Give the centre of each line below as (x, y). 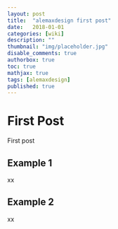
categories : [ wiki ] (36, 34)
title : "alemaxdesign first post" (59, 20)
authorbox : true (31, 60)
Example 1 (30, 163)
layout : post (26, 14)
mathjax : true (28, 73)
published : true (31, 86)
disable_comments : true (42, 54)
